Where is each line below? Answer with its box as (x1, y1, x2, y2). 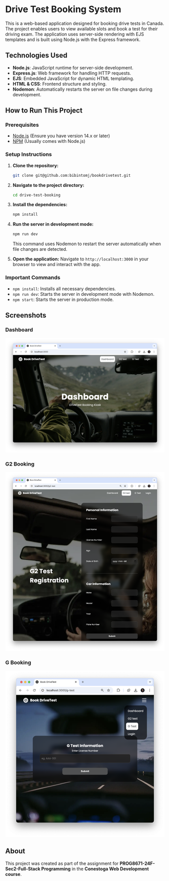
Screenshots (5, 311, 47, 320)
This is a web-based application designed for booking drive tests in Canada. (5, 20, 164, 26)
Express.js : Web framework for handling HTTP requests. (12, 70, 132, 76)
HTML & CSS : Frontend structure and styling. (12, 81, 107, 87)
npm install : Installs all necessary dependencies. (12, 285, 116, 292)
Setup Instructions (5, 151, 52, 158)
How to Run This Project (5, 106, 82, 115)
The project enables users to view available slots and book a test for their (5, 25, 158, 31)
